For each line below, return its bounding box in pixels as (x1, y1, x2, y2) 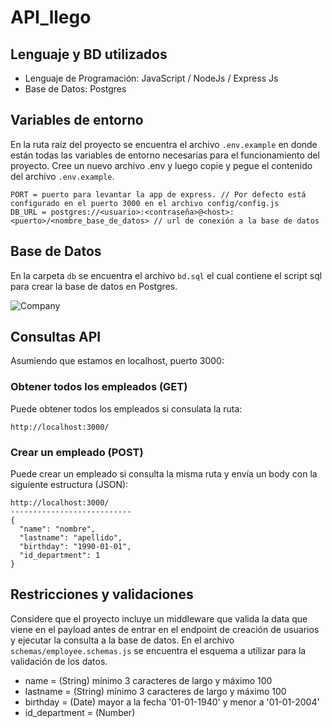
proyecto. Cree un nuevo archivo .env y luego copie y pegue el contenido (10, 159, 313, 171)
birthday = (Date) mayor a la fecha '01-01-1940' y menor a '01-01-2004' (24, 696, 320, 708)
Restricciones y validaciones (10, 586, 194, 603)
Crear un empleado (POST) (10, 445, 144, 459)
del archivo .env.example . (10, 170, 115, 182)
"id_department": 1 (19, 551, 101, 561)
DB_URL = (10, 207, 47, 217)
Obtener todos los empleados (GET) (10, 380, 188, 394)
